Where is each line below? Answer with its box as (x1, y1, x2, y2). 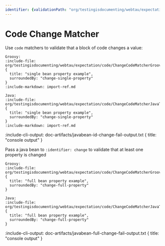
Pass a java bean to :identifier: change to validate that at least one (5, 146, 143, 153)
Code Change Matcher (5, 28, 99, 39)
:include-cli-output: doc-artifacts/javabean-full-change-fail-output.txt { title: (5, 230, 160, 236)
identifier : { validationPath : (5, 7, 67, 12)
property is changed (5, 152, 47, 157)
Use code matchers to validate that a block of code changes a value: (5, 45, 143, 51)
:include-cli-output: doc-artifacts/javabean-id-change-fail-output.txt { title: (5, 131, 157, 138)
